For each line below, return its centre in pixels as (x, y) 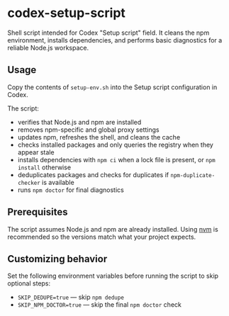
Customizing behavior (57, 259)
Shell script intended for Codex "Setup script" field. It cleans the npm (108, 33)
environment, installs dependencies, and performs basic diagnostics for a (115, 40)
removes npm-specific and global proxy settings (88, 130)
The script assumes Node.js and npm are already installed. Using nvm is (113, 229)
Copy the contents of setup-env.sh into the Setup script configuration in (112, 87)
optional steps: (29, 283)
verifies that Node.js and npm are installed (79, 122)
